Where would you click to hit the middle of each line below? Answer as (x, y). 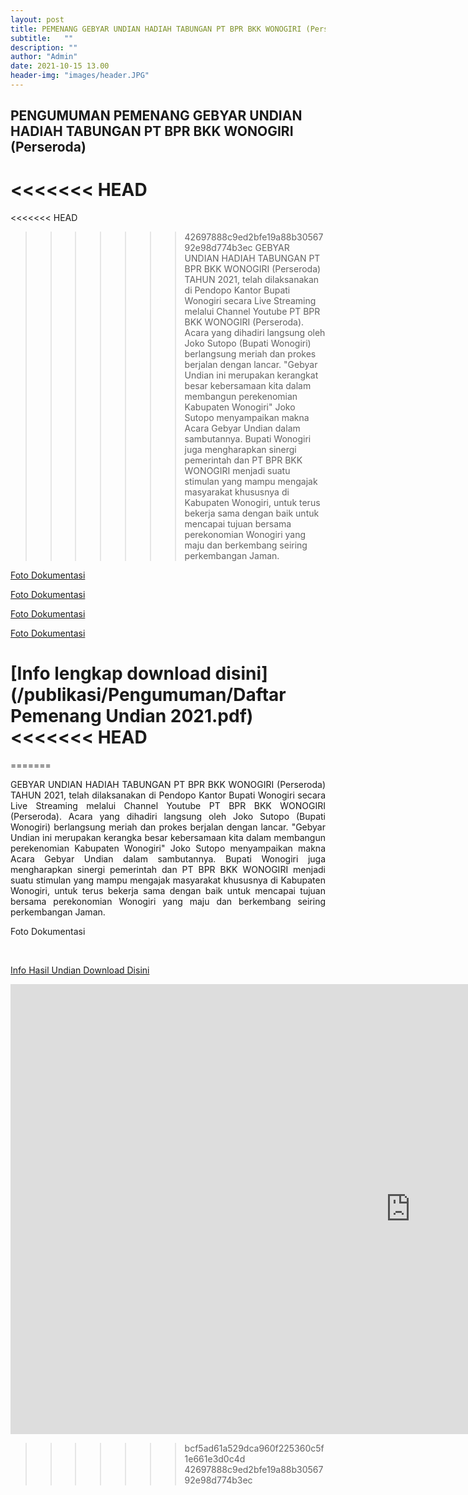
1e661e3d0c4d (215, 1459)
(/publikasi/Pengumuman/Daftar (148, 695)
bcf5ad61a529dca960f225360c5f (254, 1448)
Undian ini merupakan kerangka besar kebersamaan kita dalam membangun (168, 838)
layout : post (37, 19)
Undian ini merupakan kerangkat (251, 375)
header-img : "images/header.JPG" (80, 76)
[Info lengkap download (111, 673)
